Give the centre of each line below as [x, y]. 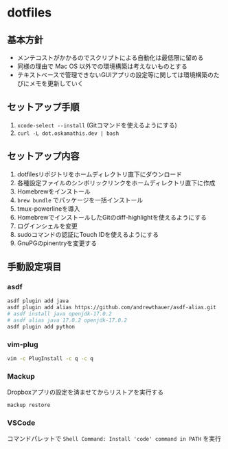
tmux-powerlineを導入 [48, 209]
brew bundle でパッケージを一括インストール [80, 200]
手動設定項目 [34, 267]
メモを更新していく [56, 83]
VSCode [21, 423]
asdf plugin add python [41, 326]
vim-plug [23, 344]
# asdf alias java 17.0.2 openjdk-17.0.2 [67, 320]
